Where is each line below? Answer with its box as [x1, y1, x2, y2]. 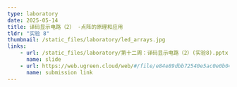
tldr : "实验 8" [7, 29, 50, 37]
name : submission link [25, 69, 93, 76]
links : [7, 43, 27, 50]
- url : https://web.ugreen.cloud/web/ [20, 62, 134, 69]
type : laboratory [7, 10, 59, 18]
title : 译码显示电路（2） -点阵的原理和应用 [7, 23, 123, 30]
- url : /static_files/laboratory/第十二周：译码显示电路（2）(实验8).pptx [20, 50, 229, 57]
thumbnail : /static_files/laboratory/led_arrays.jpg [7, 36, 166, 43]
